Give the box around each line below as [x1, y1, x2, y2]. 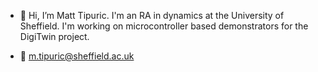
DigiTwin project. [19, 31, 90, 42]
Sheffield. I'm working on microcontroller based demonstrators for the [19, 20, 309, 32]
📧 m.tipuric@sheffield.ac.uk [19, 50, 135, 62]
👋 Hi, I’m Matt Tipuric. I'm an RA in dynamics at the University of [19, 10, 285, 21]
